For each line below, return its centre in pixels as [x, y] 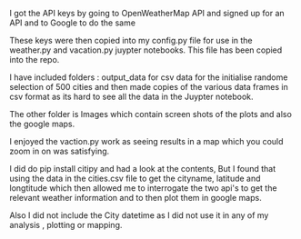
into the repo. [35, 60]
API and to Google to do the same [73, 23]
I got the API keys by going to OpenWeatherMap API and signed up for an [147, 13]
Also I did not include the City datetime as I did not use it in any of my [139, 215]
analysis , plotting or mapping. [66, 225]
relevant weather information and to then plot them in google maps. [135, 198]
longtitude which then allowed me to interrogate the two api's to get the [143, 188]
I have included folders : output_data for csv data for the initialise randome [149, 77]
